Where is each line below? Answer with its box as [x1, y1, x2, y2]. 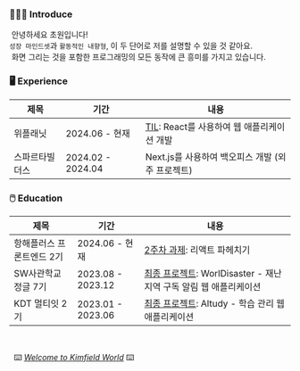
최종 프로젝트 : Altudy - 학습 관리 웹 [144, 297, 285, 309]
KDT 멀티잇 [13, 297, 60, 309]
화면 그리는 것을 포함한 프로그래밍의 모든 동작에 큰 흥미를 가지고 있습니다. [11, 52, 266, 62]
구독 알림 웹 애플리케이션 [162, 280, 262, 293]
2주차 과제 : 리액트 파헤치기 [144, 243, 251, 256]
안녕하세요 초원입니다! [11, 29, 88, 40]
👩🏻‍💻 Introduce [9, 8, 73, 21]
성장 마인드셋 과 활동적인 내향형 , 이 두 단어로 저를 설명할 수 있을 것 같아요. [9, 40, 253, 52]
